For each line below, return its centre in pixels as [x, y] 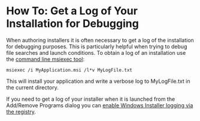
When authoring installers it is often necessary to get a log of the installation [100, 40]
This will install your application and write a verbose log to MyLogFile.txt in [98, 81]
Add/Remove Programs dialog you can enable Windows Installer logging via [100, 105]
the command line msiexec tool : [46, 59]
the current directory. [32, 87]
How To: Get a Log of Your [72, 11]
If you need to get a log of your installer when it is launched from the [91, 99]
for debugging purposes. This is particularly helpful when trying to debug [97, 46]
